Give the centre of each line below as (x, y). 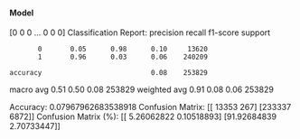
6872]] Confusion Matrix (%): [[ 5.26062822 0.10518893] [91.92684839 (143, 116)
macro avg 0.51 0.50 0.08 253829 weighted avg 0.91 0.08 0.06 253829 (141, 89)
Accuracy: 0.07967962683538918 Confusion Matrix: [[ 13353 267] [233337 (150, 107)
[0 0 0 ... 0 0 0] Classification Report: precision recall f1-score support (140, 32)
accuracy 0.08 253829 (108, 73)
